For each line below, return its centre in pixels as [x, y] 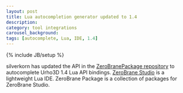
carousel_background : [32, 33]
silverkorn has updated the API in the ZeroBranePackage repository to [90, 66]
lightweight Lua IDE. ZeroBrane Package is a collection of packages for [91, 78]
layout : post [22, 11]
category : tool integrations [42, 28]
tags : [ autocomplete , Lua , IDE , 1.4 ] [52, 38]
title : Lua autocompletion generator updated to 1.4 [72, 17]
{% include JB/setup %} [35, 55]
